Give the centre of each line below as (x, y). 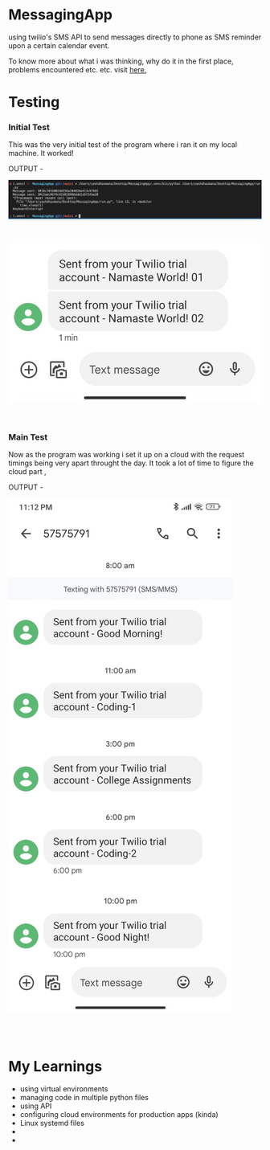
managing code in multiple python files (84, 1098)
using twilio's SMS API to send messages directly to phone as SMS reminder (135, 37)
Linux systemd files (52, 1123)
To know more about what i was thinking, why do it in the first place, (121, 61)
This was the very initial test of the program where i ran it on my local (123, 145)
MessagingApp (60, 15)
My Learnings (55, 1067)
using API (36, 1106)
